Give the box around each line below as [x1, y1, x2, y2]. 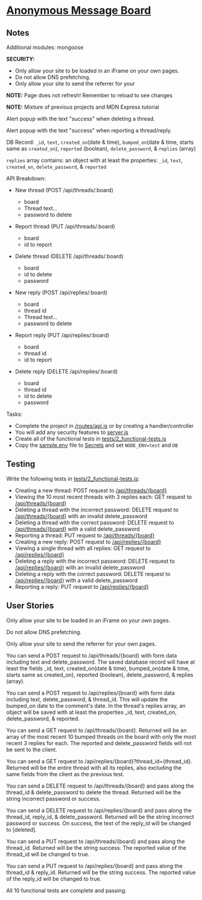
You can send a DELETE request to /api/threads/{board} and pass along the [6, 782, 194, 789]
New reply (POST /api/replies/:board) [14, 289, 108, 296]
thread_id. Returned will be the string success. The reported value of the [6, 844, 187, 851]
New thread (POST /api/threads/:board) [14, 187, 113, 193]
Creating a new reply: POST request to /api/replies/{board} [14, 538, 162, 545]
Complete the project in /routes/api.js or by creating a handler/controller [14, 422, 194, 429]
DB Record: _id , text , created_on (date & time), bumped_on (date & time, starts [6, 138, 194, 146]
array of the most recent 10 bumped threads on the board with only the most [6, 733, 197, 740]
